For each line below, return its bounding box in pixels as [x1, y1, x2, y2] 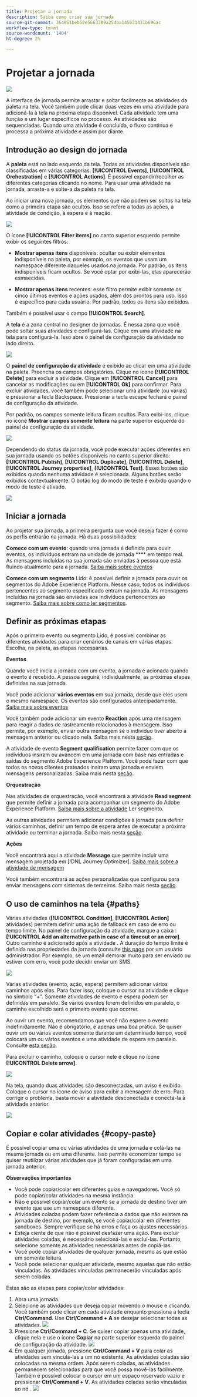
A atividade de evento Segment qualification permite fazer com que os [6, 745, 179, 752]
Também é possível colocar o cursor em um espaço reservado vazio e [14, 1372, 185, 1379]
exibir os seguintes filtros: [6, 238, 69, 245]
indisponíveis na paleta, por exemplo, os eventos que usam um [14, 255, 167, 262]
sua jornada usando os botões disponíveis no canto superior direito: [6, 452, 171, 459]
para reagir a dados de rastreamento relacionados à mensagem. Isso [6, 721, 173, 728]
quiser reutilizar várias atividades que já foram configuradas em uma [6, 1157, 172, 1163]
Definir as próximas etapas [6, 616, 107, 626]
